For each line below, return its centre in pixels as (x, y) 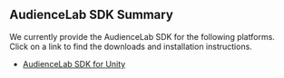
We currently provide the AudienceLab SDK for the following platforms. (142, 36)
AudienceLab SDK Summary (92, 15)
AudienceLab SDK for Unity (74, 63)
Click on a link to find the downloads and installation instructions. (131, 46)
